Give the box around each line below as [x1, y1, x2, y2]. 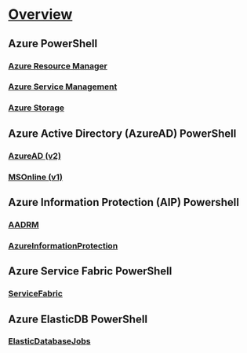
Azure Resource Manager [8, 61, 107, 72]
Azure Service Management [8, 81, 118, 92]
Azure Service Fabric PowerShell [8, 265, 173, 278]
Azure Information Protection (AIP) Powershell [8, 195, 239, 209]
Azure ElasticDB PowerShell [8, 312, 147, 325]
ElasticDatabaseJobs [8, 336, 91, 347]
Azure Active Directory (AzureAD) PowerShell [8, 127, 237, 140]
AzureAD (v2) [8, 150, 61, 161]
